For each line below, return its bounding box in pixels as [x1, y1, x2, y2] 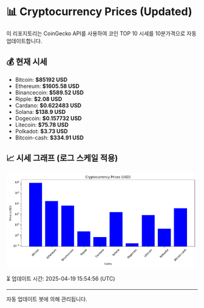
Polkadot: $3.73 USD [15, 127, 68, 135]
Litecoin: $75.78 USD [15, 121, 69, 128]
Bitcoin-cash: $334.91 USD [15, 134, 84, 141]
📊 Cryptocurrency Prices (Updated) [6, 5, 192, 19]
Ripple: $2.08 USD [15, 95, 63, 102]
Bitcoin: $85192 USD [15, 76, 68, 83]
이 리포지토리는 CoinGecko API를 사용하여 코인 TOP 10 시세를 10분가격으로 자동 [6, 30, 197, 37]
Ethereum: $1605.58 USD [15, 82, 80, 90]
